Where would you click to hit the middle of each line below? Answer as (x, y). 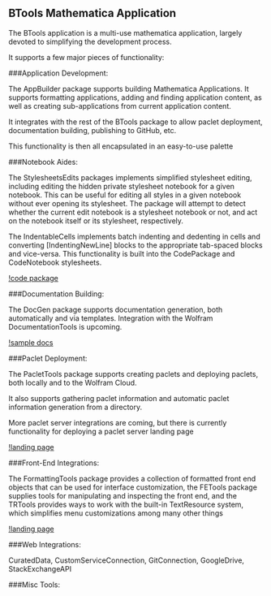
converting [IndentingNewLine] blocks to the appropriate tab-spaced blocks (135, 245)
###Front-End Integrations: (54, 463)
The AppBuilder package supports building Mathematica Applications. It (129, 89)
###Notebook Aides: (43, 162)
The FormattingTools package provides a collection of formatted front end (132, 478)
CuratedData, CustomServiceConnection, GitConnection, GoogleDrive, (127, 560)
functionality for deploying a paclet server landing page (101, 431)
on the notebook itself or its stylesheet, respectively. (96, 220)
